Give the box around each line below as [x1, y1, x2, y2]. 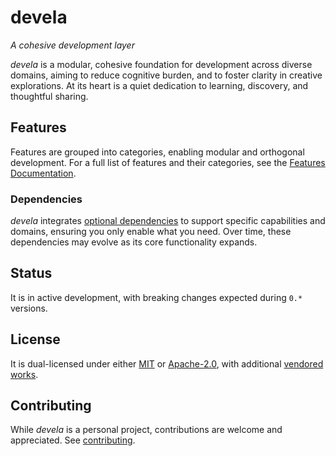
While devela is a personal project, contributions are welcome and [10, 424, 283, 436]
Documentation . [10, 167, 77, 179]
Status [10, 265, 53, 282]
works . [10, 368, 39, 380]
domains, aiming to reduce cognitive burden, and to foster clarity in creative [10, 69, 323, 81]
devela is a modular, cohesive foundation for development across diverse [10, 58, 313, 70]
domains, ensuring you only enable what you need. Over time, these [10, 226, 292, 238]
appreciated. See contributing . [10, 434, 136, 446]
